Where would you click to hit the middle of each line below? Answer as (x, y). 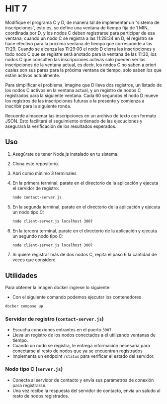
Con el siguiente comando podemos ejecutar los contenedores (77, 297)
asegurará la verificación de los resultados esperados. (61, 126)
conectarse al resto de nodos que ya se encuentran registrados (77, 351)
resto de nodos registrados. (41, 396)
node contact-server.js (37, 197)
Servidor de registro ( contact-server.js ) (55, 319)
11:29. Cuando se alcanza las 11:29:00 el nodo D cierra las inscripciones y (80, 49)
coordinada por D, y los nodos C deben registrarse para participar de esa (80, 33)
